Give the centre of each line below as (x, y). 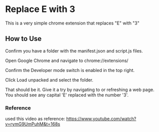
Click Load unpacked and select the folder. (49, 80)
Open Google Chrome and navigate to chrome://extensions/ (67, 60)
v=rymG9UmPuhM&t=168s (33, 124)
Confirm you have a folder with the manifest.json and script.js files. (74, 50)
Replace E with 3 (40, 9)
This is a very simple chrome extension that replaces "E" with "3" (72, 23)
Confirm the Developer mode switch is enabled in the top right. (70, 70)
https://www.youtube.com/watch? (101, 119)
